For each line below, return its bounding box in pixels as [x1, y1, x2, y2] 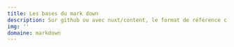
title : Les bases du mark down [7, 10, 99, 17]
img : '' [7, 23, 30, 30]
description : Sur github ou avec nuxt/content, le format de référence [7, 17, 221, 23]
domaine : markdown [7, 29, 61, 37]
